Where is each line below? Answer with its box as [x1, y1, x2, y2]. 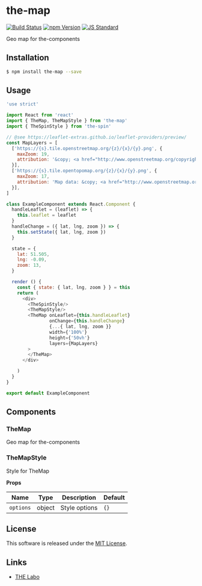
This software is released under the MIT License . [6, 540, 127, 547]
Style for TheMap [6, 467, 50, 475]
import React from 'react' [6, 112, 74, 118]
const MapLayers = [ [6, 140, 58, 146]
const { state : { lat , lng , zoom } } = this [17, 284, 130, 290]
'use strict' [6, 101, 39, 107]
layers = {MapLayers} [49, 340, 98, 346]
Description [62, 493, 96, 502]
